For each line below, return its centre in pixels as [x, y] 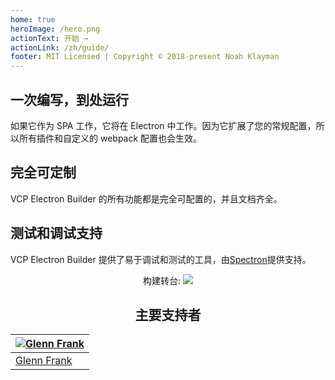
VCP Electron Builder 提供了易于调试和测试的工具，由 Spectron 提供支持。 [161, 259]
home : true [33, 19]
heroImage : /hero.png [55, 29]
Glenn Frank [44, 361]
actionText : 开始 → [49, 38]
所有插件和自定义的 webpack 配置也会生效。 [110, 138]
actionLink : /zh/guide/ [60, 47]
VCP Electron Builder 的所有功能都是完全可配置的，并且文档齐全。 [146, 198]
